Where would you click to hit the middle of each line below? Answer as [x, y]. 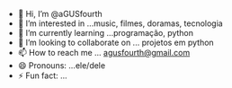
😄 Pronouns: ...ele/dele [62, 66]
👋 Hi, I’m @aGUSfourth [60, 14]
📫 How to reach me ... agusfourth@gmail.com [104, 53]
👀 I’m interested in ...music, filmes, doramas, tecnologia [120, 23]
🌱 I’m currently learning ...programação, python [106, 33]
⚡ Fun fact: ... [42, 75]
